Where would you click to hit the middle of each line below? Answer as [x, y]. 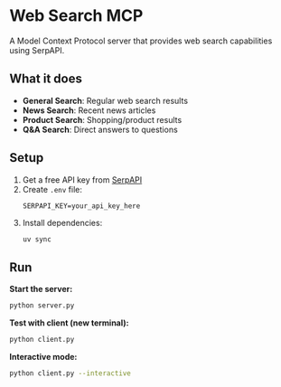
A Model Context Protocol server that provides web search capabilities [141, 41]
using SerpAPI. [37, 50]
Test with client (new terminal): [69, 323]
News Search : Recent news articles [89, 110]
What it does [46, 79]
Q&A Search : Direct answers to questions [100, 129]
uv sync [37, 239]
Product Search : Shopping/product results [102, 119]
